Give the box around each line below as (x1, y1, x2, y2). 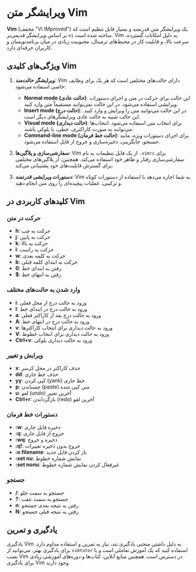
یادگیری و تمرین (6, 525, 58, 535)
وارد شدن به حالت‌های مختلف (6, 285, 80, 294)
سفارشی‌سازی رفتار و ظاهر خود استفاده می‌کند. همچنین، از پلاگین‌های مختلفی (15, 156, 184, 163)
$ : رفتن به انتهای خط (15, 271, 62, 278)
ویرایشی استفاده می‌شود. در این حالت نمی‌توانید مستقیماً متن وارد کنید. (23, 100, 178, 107)
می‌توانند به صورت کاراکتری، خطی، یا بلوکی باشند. (23, 125, 134, 132)
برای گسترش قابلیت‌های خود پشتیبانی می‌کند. (15, 161, 114, 169)
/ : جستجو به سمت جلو (15, 489, 65, 496)
